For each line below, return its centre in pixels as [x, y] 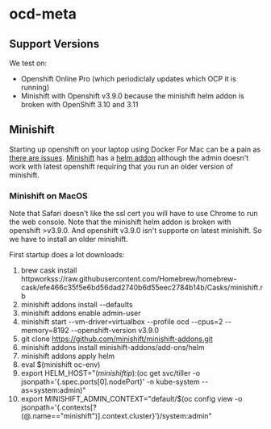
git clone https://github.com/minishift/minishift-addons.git [117, 339]
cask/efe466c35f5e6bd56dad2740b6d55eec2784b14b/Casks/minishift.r [142, 288]
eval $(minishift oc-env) [60, 364]
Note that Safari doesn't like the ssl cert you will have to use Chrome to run [133, 214]
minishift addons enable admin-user [81, 313]
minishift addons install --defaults [77, 305]
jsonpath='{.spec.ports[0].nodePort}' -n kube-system [110, 382]
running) [35, 87]
